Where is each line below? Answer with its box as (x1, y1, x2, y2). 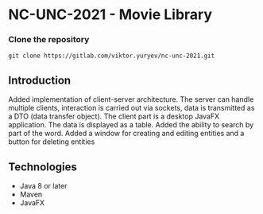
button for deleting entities (8, 137, 95, 146)
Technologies (8, 160, 78, 173)
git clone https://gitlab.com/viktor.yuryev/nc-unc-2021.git (8, 52, 215, 60)
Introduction (8, 73, 72, 87)
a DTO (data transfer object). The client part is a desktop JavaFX (8, 111, 220, 121)
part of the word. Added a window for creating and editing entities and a (8, 129, 245, 138)
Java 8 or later (19, 181, 68, 191)
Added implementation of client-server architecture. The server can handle (8, 95, 254, 104)
